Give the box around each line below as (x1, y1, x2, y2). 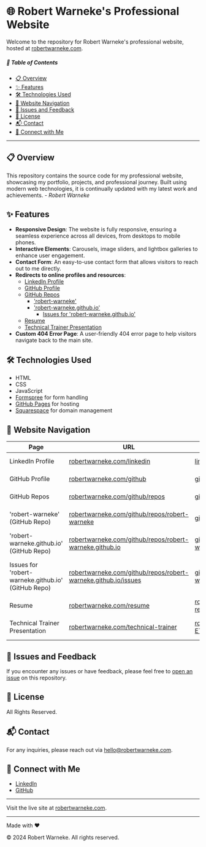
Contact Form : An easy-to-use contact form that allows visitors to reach (15, 258, 198, 265)
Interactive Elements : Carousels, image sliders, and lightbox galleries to (15, 245, 198, 252)
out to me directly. (15, 265, 61, 272)
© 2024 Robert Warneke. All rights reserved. (6, 833, 120, 841)
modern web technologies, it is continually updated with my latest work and (6, 185, 197, 192)
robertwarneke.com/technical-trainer (69, 623, 177, 632)
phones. (15, 238, 36, 246)
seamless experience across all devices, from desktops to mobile (15, 232, 181, 239)
